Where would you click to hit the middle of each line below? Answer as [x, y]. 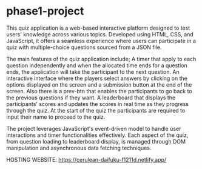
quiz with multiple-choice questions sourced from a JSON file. [84, 47]
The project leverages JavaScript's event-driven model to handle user [94, 128]
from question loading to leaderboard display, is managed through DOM [96, 141]
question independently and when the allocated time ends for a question [97, 65]
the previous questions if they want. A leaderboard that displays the [91, 98]
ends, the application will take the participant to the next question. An [93, 71]
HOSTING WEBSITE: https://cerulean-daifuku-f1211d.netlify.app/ [86, 159]
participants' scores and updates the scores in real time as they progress [98, 104]
